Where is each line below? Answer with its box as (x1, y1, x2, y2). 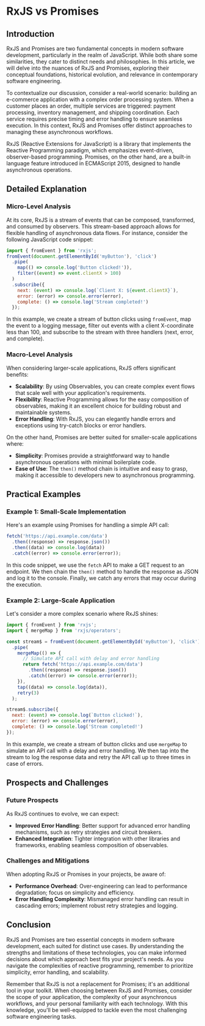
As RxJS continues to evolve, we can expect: (6, 810, 120, 817)
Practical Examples (6, 489, 81, 500)
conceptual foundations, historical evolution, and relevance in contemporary (6, 71, 198, 78)
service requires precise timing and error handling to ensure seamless (6, 115, 183, 122)
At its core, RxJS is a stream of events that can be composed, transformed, (6, 216, 195, 223)
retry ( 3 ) (17, 690, 40, 696)
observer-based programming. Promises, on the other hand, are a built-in (6, 153, 191, 160)
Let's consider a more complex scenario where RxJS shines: (6, 610, 159, 618)
